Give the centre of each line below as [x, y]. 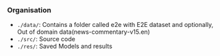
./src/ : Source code [46, 39]
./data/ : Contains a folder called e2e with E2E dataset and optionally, [115, 25]
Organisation [29, 10]
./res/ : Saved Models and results [65, 47]
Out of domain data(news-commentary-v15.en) [84, 32]
